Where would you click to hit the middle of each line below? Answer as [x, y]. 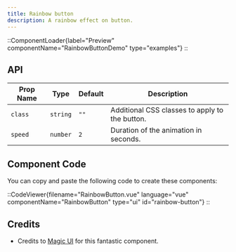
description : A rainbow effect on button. [70, 20]
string [61, 114]
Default [91, 94]
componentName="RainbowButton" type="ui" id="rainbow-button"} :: [109, 202]
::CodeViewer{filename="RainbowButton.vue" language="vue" [98, 194]
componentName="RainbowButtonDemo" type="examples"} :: [98, 48]
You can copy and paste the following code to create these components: [112, 181]
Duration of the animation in [156, 131]
